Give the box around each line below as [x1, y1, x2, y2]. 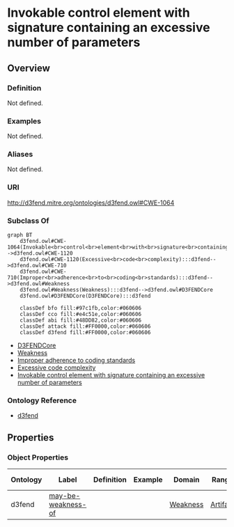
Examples [7, 116, 42, 126]
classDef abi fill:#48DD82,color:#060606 [19, 317, 141, 324]
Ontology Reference [7, 395, 77, 405]
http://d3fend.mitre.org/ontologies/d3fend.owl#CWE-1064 [7, 198, 175, 207]
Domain [173, 475, 200, 485]
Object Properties [7, 453, 68, 462]
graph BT [7, 232, 33, 239]
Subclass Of [7, 216, 50, 226]
